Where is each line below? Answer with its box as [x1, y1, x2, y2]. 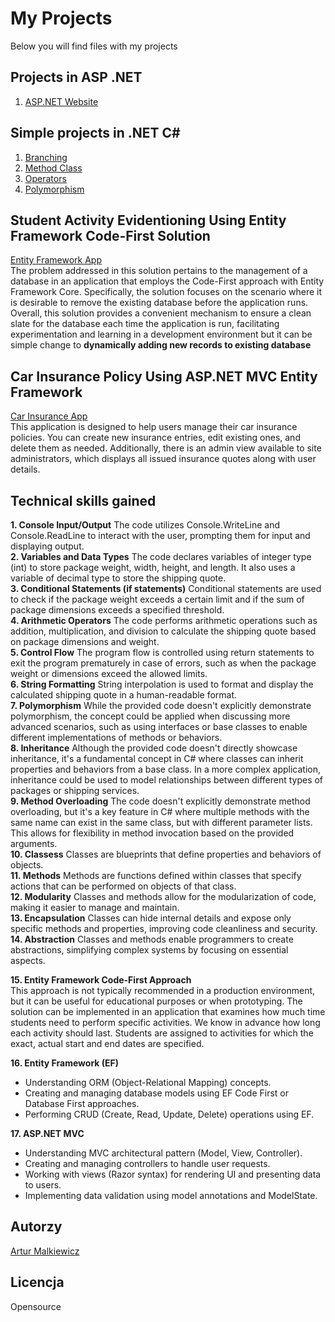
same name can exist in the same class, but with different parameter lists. [10, 817, 313, 828]
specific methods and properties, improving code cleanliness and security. [10, 923, 318, 934]
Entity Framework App [10, 254, 102, 266]
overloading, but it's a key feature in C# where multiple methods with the [10, 806, 310, 817]
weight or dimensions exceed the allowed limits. [10, 668, 208, 679]
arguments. [10, 838, 58, 849]
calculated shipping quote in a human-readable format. [10, 689, 238, 701]
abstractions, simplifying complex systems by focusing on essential [10, 944, 289, 956]
